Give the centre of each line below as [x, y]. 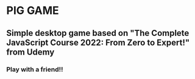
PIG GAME [33, 11]
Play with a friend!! [35, 69]
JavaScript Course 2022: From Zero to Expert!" [98, 42]
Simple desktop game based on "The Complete [98, 33]
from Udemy [30, 52]
